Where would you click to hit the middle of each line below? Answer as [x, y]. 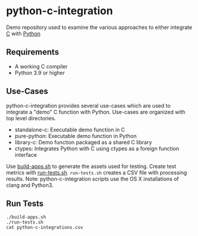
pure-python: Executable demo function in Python [76, 136]
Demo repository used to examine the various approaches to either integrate [99, 27]
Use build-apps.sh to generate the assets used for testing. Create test [91, 166]
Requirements [33, 52]
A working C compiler [41, 66]
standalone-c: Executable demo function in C [70, 130]
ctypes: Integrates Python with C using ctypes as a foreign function [97, 148]
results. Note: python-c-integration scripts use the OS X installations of [92, 179]
